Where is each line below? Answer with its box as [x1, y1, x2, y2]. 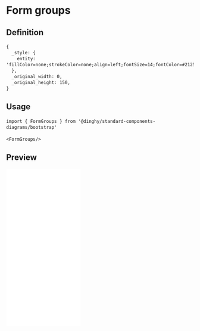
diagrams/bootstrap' [6, 124, 58, 130]
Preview [6, 153, 37, 163]
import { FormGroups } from [6, 118, 76, 124]
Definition [6, 27, 43, 38]
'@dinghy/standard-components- [78, 118, 156, 124]
